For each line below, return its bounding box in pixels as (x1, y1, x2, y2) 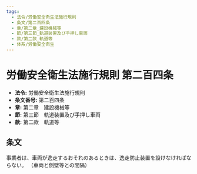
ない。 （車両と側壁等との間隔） (11, 161, 90, 168)
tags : (6, 8, 19, 15)
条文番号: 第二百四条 (14, 96, 65, 103)
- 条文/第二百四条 (11, 19, 51, 25)
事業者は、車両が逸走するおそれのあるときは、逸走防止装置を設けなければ (6, 154, 186, 161)
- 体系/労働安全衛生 (11, 42, 55, 48)
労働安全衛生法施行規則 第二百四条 (6, 69, 173, 82)
